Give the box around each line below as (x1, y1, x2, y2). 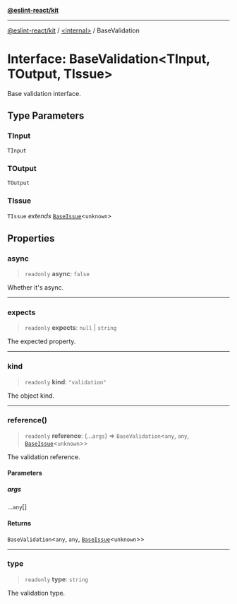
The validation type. (7, 588, 66, 597)
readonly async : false (24, 269, 90, 278)
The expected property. (7, 337, 76, 345)
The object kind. (7, 391, 55, 400)
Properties (7, 232, 55, 244)
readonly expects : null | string (24, 324, 117, 332)
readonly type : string (24, 575, 88, 584)
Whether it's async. (7, 283, 64, 292)
